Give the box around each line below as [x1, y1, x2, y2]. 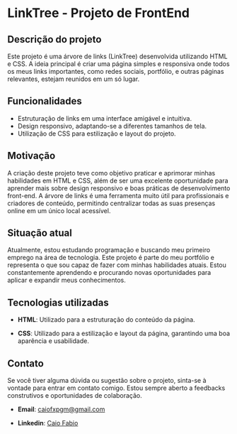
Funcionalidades [7, 95, 83, 107]
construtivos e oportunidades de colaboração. [7, 391, 143, 400]
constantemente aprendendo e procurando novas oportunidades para [7, 268, 212, 277]
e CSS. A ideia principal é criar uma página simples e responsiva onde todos [7, 60, 230, 68]
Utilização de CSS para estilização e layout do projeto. [17, 129, 176, 138]
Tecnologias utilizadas [7, 296, 109, 308]
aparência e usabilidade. [17, 337, 90, 345]
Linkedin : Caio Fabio [17, 419, 79, 428]
